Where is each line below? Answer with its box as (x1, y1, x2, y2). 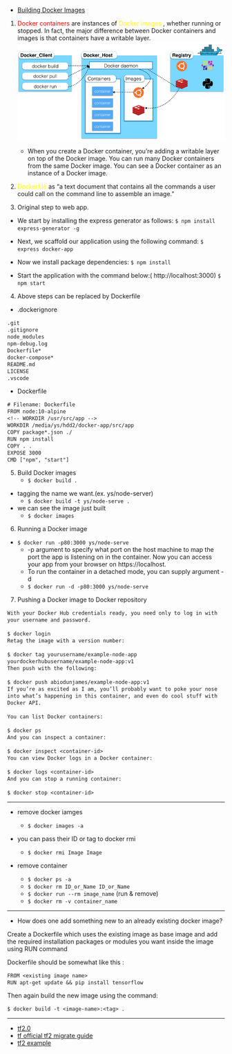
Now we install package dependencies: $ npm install (17, 258, 171, 267)
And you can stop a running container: (7, 776, 122, 783)
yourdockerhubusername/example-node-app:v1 (7, 658, 135, 665)
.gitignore (7, 327, 39, 334)
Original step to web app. (17, 203, 89, 211)
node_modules (7, 334, 45, 341)
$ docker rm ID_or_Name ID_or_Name (27, 883, 130, 890)
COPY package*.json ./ (7, 429, 72, 436)
